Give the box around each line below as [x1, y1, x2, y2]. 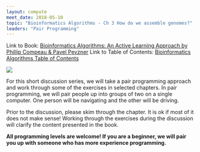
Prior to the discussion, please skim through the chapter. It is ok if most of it [6, 109, 194, 116]
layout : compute [6, 8, 47, 15]
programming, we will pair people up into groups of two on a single [6, 91, 173, 98]
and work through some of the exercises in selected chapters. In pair [6, 84, 177, 91]
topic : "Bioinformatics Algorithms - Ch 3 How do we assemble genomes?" [6, 20, 193, 26]
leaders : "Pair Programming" [6, 25, 80, 32]
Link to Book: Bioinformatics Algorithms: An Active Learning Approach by [6, 42, 188, 49]
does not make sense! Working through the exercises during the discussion [6, 115, 194, 122]
